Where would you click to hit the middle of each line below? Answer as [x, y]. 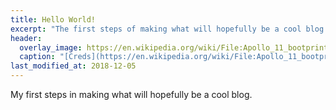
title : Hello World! [53, 19]
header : [26, 38]
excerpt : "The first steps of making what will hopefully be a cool [156, 29]
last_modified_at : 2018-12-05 [73, 66]
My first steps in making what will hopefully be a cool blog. [131, 94]
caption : [37, 57]
